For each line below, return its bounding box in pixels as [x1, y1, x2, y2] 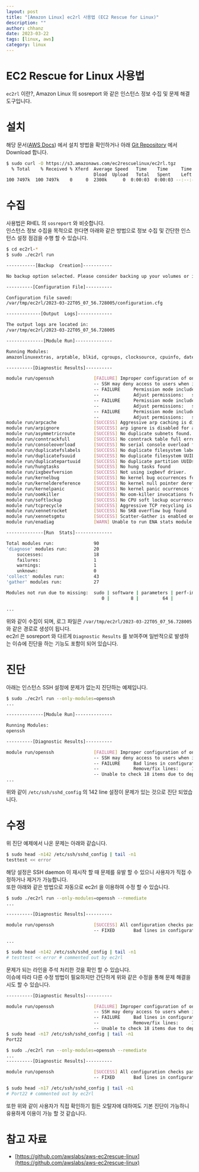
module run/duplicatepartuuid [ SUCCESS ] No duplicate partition [6, 458, 179, 464]
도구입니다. [6, 97, 32, 104]
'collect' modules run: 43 [6, 574, 99, 579]
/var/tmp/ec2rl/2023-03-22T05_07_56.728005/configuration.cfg [6, 300, 163, 306]
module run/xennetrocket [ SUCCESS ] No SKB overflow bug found [6, 508, 187, 514]
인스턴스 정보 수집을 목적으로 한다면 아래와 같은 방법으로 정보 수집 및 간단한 [6, 227, 180, 235]
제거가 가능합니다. [26, 876, 68, 883]
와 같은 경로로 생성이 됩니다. [6, 625, 71, 632]
